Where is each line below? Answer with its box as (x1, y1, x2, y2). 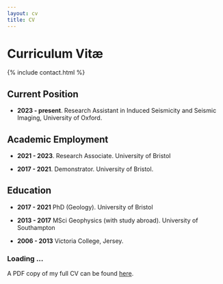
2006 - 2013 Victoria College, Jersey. (16, 237, 124, 245)
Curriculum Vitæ (7, 46, 104, 62)
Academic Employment (7, 133, 109, 145)
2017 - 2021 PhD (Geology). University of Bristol (16, 203, 153, 211)
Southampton (16, 223, 56, 231)
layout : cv (7, 10, 38, 17)
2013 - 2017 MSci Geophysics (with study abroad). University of (16, 216, 198, 224)
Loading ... (7, 254, 44, 263)
